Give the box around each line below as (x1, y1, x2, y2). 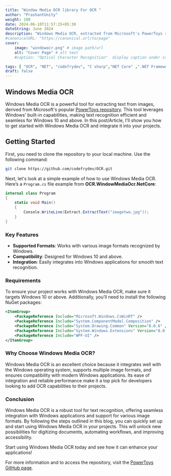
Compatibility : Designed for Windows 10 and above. (12, 254, 123, 260)
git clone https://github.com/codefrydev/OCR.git (5, 166, 113, 171)
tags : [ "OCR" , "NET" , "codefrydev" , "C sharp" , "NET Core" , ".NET (5, 64, 149, 69)
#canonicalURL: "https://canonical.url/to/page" (5, 36, 110, 41)
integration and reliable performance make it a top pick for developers (5, 377, 152, 383)
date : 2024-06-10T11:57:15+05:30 (5, 21, 76, 27)
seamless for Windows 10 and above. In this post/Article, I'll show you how (5, 117, 162, 123)
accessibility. (5, 434, 33, 440)
